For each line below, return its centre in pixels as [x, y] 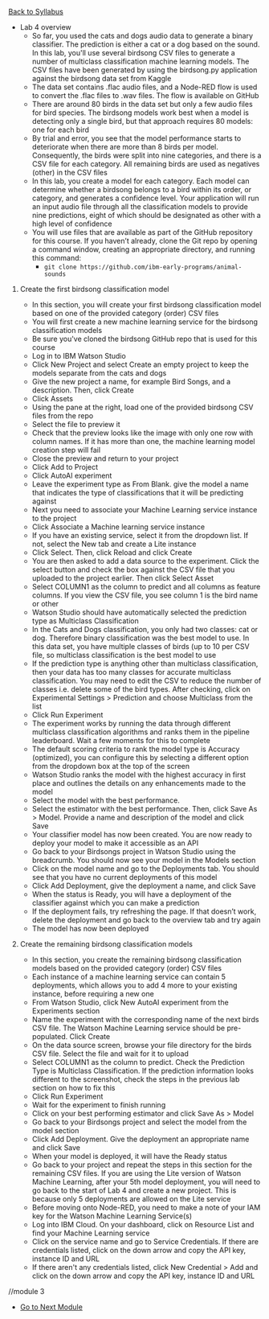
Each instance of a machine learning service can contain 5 [129, 977]
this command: [57, 258]
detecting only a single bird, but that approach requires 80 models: [142, 121]
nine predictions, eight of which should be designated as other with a [146, 215]
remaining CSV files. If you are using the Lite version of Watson [137, 1173]
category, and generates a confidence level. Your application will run [145, 198]
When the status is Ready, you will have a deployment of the [132, 894]
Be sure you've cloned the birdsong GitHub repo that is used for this [145, 339]
